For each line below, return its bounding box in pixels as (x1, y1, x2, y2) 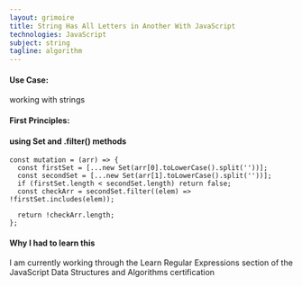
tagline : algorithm (9, 47, 83, 56)
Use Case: (9, 74, 50, 85)
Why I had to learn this (9, 237, 96, 248)
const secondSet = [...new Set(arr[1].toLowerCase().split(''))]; (17, 172, 272, 181)
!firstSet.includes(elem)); (9, 195, 115, 204)
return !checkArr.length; (17, 210, 115, 220)
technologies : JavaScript (9, 30, 106, 39)
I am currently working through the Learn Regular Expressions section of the (9, 257, 293, 268)
